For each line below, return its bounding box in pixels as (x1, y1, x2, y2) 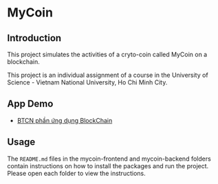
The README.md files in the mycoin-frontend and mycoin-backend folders (7, 154, 211, 163)
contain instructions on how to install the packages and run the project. (7, 161, 209, 170)
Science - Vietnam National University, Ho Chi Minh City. (7, 78, 168, 87)
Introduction (7, 32, 62, 44)
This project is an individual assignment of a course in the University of (7, 71, 208, 79)
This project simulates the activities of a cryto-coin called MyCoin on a (7, 50, 208, 58)
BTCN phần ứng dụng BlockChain (17, 116, 113, 124)
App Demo (7, 98, 54, 110)
